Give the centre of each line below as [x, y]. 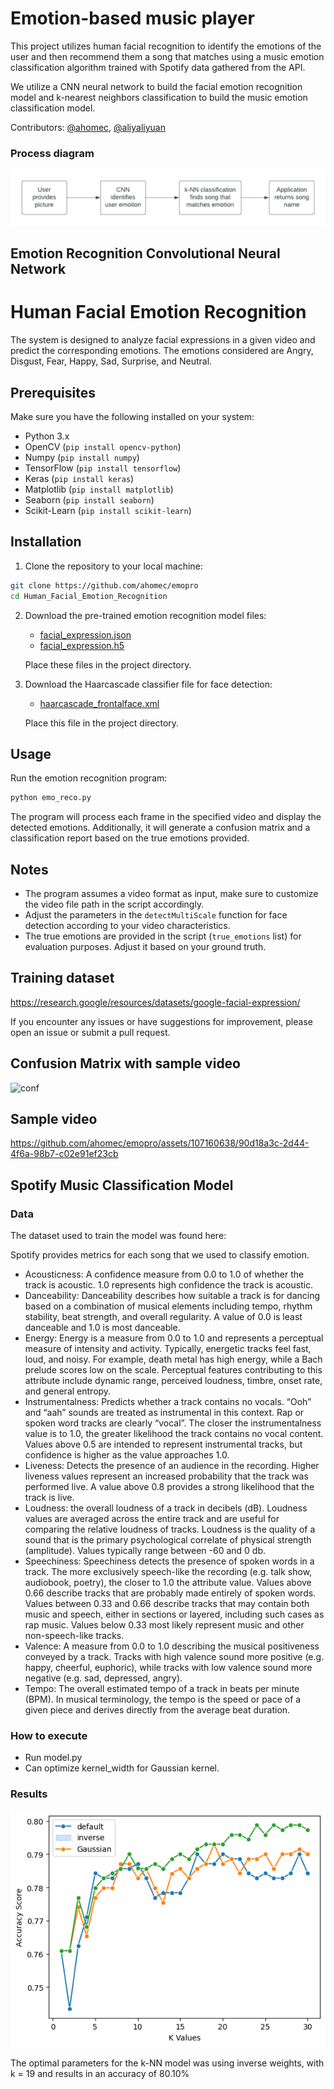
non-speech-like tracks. [74, 1636]
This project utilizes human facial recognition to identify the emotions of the [166, 46]
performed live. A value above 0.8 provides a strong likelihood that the [169, 1487]
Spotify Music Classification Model [122, 1185]
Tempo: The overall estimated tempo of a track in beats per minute [162, 1689]
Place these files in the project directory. [108, 664]
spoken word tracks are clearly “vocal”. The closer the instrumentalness [173, 1423]
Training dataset [62, 978]
